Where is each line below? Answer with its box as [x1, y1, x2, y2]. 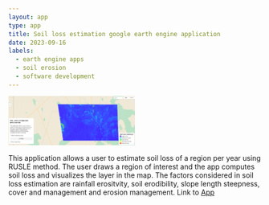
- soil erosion [15, 64, 67, 72]
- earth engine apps [15, 55, 84, 64]
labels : [8, 47, 35, 55]
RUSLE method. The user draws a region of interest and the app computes [8, 162, 255, 171]
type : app [8, 21, 42, 30]
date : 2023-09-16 [8, 39, 67, 47]
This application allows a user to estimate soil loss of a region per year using [8, 153, 261, 162]
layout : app [8, 13, 48, 21]
